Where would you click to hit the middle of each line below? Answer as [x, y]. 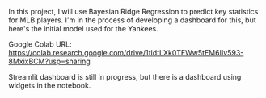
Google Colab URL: [40, 44]
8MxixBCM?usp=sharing [49, 61]
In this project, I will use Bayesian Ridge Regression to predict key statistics [133, 12]
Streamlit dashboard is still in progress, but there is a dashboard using [125, 77]
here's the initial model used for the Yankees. [84, 29]
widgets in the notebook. [50, 85]
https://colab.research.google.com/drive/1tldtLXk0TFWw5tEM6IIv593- [126, 53]
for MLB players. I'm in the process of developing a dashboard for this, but [132, 20]
